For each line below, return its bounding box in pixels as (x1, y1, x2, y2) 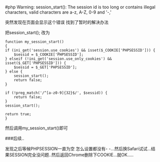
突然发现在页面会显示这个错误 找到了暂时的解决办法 (5, 19, 108, 25)
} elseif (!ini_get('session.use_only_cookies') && (5, 56, 112, 61)
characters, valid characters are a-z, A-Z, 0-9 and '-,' (5, 9, 112, 15)
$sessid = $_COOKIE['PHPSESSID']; (14, 52, 84, 57)
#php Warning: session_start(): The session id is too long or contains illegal (5, 4, 156, 10)
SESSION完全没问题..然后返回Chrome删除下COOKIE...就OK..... (9, 152, 134, 158)
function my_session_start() (5, 39, 64, 44)
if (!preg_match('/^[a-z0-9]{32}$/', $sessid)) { (5, 90, 108, 95)
